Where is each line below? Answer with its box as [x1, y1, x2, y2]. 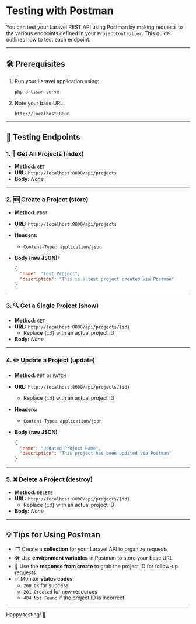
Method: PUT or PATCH [14, 372, 66, 379]
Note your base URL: [14, 100, 65, 107]
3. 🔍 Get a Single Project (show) [6, 301, 99, 310]
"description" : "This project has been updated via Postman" [20, 451, 172, 457]
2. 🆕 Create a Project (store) [6, 196, 89, 204]
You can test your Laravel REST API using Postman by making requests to [6, 23, 183, 30]
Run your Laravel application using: [14, 77, 99, 84]
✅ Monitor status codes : [14, 575, 75, 582]
